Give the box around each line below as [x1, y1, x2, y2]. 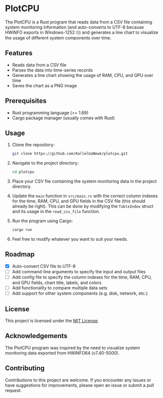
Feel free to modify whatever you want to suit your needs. [12, 236, 128, 242]
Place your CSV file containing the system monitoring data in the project [12, 178, 157, 184]
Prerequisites [5, 97, 47, 105]
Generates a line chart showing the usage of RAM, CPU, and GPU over [12, 72, 154, 78]
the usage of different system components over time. [5, 35, 112, 40]
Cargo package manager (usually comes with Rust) [12, 115, 115, 121]
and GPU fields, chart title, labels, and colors [12, 280, 102, 285]
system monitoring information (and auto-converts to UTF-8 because [5, 24, 144, 30]
